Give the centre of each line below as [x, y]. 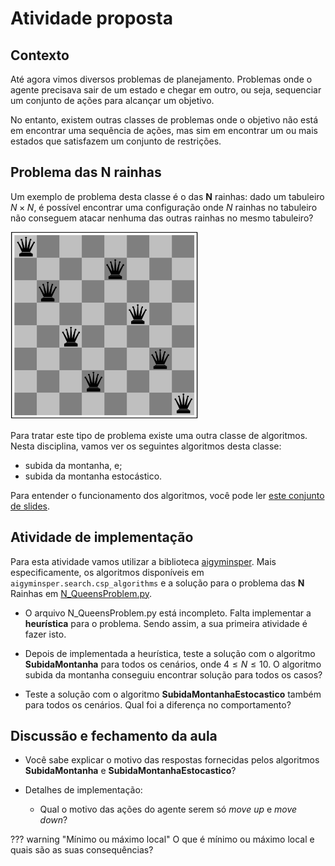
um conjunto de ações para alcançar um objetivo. [112, 100]
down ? [53, 820]
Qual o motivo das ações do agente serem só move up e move [168, 809]
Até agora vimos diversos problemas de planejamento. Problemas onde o [161, 79]
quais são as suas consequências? [82, 850]
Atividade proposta [91, 18]
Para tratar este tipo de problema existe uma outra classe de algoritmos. [159, 435]
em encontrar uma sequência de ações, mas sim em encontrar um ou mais [164, 130]
